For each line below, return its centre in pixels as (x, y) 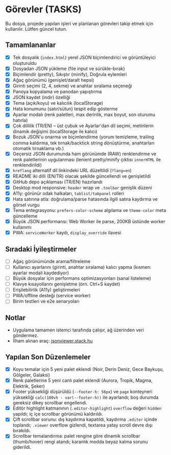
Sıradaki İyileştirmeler (41, 249)
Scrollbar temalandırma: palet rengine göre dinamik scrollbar (76, 436)
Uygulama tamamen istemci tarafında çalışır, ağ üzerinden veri (78, 330)
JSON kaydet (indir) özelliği (41, 98)
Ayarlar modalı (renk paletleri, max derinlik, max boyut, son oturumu (84, 115)
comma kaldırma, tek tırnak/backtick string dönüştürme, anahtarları (83, 143)
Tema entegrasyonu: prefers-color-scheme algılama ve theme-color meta (89, 210)
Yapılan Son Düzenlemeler (48, 357)
